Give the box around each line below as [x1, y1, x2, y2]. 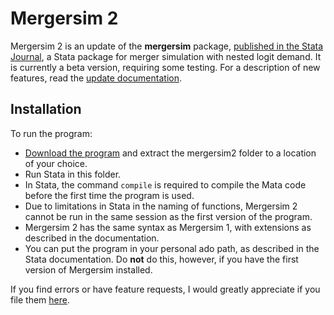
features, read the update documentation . [10, 72, 182, 84]
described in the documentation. [24, 232, 160, 244]
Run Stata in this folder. [24, 168, 122, 180]
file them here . [10, 293, 70, 306]
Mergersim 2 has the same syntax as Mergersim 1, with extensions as [24, 221, 312, 233]
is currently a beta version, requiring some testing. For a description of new [10, 61, 321, 73]
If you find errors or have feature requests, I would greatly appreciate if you [10, 283, 321, 295]
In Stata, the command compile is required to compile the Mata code [24, 178, 307, 191]
